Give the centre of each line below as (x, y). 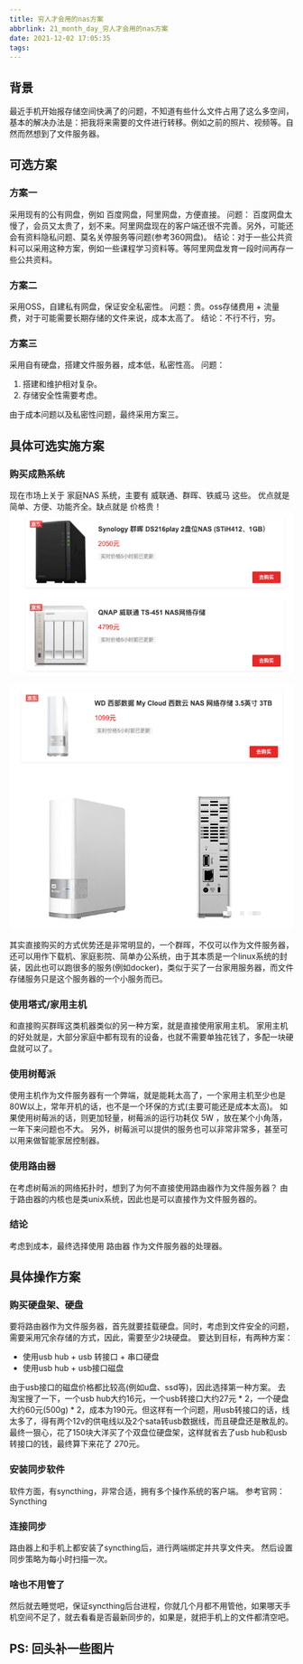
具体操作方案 (45, 1278)
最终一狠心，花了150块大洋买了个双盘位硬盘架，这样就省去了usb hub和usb (148, 1433)
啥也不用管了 (37, 1584)
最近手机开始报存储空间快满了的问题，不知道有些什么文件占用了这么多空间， (151, 111)
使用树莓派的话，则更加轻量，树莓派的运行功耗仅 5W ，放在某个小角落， (151, 1118)
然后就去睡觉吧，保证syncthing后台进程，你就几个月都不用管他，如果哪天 (146, 1606)
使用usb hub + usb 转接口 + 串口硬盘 (91, 1357)
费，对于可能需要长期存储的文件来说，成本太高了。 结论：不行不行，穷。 (145, 318)
